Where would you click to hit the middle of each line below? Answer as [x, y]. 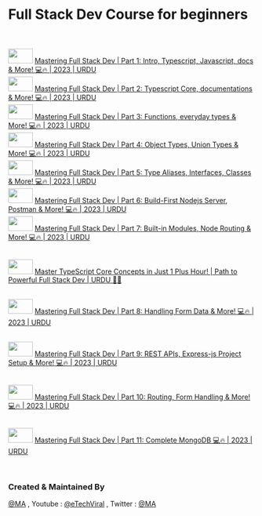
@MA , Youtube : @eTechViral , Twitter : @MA [82, 504]
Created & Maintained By [56, 486]
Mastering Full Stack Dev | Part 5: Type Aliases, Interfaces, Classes [143, 172]
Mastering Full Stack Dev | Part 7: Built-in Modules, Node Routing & [143, 228]
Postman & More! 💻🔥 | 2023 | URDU [67, 209]
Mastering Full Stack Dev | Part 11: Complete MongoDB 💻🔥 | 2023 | [143, 440]
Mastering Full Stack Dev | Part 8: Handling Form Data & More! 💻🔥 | [144, 311]
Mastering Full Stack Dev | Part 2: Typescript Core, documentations [143, 89]
